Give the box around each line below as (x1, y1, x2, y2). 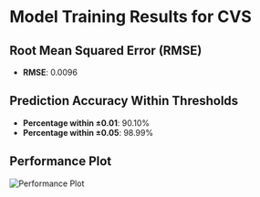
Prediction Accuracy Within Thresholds (9, 93, 239, 109)
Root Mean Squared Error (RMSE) (9, 43, 203, 58)
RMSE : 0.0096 (22, 67, 78, 78)
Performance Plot (9, 153, 112, 170)
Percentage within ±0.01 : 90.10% (22, 117, 151, 129)
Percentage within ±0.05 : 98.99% (22, 127, 153, 138)
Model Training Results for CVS (9, 6, 253, 27)
